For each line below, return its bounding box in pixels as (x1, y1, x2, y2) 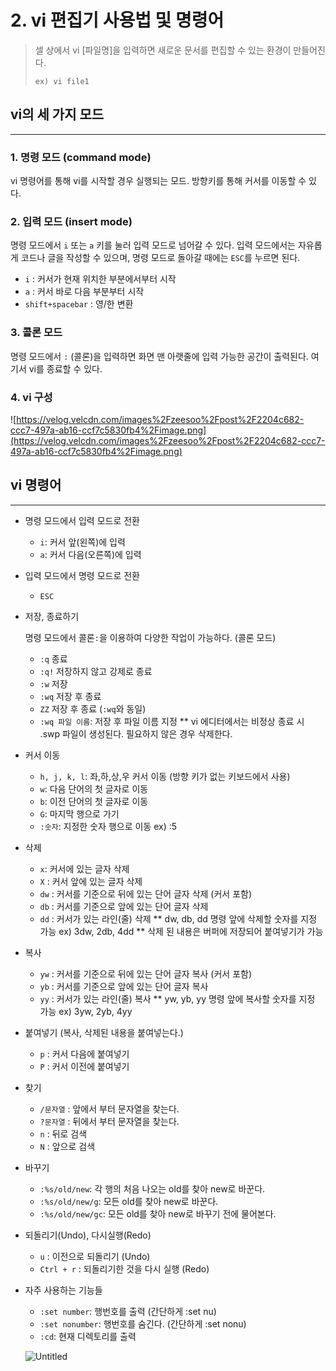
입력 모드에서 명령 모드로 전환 (24, 569, 140, 581)
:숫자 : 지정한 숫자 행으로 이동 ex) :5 (39, 820, 178, 832)
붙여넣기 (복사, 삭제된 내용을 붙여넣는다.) (24, 1026, 184, 1038)
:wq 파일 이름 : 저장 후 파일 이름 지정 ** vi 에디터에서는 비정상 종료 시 (39, 715, 305, 727)
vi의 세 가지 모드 (10, 106, 105, 123)
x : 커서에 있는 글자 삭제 (39, 862, 130, 875)
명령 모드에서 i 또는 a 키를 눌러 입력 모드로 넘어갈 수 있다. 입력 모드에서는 (10, 239, 296, 251)
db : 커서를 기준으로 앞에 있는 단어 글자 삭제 (39, 900, 209, 912)
